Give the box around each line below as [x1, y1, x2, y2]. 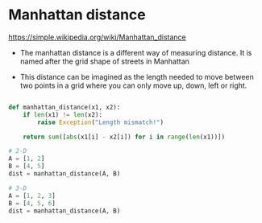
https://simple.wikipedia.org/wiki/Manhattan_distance [8, 32, 187, 42]
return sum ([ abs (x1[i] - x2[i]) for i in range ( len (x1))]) [23, 133, 226, 141]
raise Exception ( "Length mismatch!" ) [37, 118, 164, 126]
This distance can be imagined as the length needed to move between [19, 72, 254, 81]
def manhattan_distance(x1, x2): [8, 103, 121, 111]
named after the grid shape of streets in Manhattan [19, 56, 189, 66]
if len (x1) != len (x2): [23, 110, 103, 118]
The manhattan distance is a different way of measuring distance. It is [19, 47, 252, 57]
